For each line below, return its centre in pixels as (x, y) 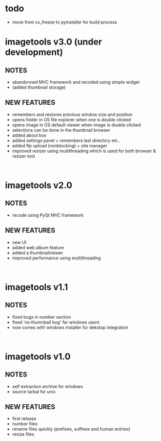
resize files (23, 434)
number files (25, 424)
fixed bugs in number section (41, 317)
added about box (29, 135)
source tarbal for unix (34, 392)
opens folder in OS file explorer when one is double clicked (71, 119)
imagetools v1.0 (38, 357)
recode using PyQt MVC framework (48, 215)
